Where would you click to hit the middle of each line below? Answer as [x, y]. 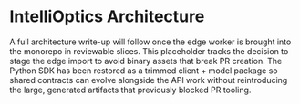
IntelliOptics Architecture [107, 17]
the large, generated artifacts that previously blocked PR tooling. [130, 90]
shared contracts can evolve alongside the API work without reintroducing [149, 80]
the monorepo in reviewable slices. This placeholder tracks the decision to [149, 51]
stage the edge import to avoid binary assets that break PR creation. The [146, 61]
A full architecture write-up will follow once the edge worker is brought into [150, 42]
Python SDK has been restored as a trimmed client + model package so [144, 71]
